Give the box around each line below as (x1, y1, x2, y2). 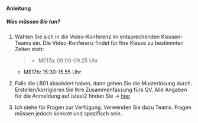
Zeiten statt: (14, 45, 44, 52)
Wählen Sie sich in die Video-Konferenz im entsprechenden (14, 33, 160, 40)
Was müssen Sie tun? (6, 18, 61, 25)
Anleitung (6, 5, 31, 12)
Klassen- (161, 33, 183, 40)
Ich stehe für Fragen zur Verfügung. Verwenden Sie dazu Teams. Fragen (14, 104, 192, 111)
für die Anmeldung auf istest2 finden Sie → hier (14, 92, 131, 99)
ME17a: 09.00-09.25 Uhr (38, 56, 99, 64)
